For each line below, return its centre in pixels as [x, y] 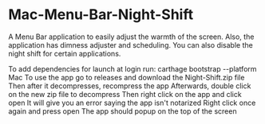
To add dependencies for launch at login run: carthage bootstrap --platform [132, 68]
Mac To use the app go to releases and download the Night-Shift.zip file [127, 77]
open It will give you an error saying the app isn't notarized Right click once [132, 103]
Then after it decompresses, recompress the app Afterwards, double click [130, 86]
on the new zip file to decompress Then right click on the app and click [125, 94]
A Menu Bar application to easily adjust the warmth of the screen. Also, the [131, 37]
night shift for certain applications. [65, 53]
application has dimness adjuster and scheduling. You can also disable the [131, 45]
